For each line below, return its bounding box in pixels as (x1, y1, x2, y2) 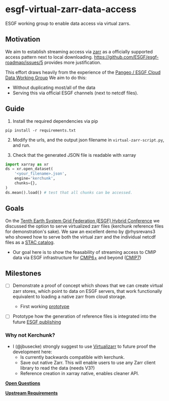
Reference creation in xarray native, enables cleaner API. (20, 370, 140, 376)
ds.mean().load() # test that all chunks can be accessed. (5, 190, 133, 195)
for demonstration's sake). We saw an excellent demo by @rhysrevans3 (5, 228, 156, 235)
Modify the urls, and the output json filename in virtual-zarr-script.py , (12, 137, 164, 143)
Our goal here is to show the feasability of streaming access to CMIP (12, 249, 156, 255)
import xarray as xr (5, 161, 49, 167)
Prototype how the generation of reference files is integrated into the (12, 313, 156, 319)
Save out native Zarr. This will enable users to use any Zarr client (20, 359, 156, 365)
